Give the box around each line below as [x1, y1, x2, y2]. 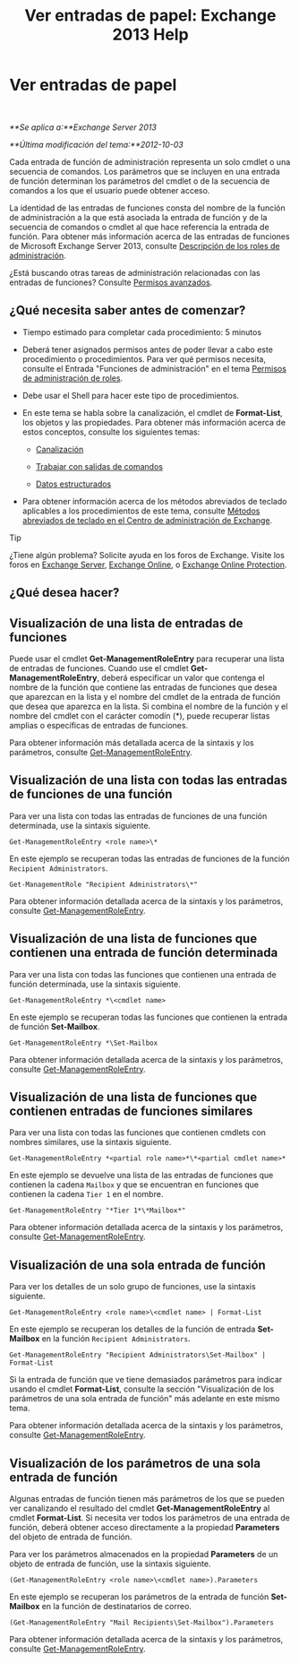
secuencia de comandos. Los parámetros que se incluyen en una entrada [9, 166, 280, 177]
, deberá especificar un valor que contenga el [97, 672, 266, 683]
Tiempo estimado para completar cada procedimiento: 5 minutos [21, 326, 262, 337]
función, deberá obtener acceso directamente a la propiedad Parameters [9, 1522, 280, 1533]
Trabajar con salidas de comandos [35, 461, 164, 471]
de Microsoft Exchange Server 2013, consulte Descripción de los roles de [9, 240, 280, 251]
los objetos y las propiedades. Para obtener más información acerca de [21, 417, 286, 427]
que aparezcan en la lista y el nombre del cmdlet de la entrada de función [9, 691, 281, 702]
